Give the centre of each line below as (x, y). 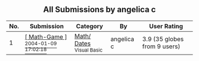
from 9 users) (161, 46)
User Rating (166, 26)
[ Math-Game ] (46, 36)
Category (90, 26)
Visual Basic (89, 50)
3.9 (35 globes (163, 39)
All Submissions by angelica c (99, 10)
